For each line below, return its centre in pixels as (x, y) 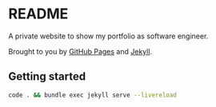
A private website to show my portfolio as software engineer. (108, 36)
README (38, 14)
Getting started (47, 77)
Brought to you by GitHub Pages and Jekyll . (80, 51)
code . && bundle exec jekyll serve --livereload (93, 95)
